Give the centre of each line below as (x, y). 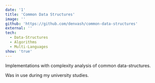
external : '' (19, 28)
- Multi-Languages (29, 47)
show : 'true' (19, 51)
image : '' (16, 19)
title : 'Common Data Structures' (40, 14)
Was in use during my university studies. (47, 75)
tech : (11, 33)
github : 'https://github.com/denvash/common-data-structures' (71, 24)
